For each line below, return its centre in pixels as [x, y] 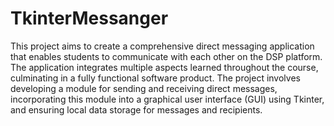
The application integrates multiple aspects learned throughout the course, [164, 67]
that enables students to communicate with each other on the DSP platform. [166, 56]
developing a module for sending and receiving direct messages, [144, 88]
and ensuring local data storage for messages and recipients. [136, 109]
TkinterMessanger [89, 18]
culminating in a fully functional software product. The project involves [155, 78]
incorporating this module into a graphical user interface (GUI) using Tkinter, [167, 99]
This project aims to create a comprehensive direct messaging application [162, 46]
